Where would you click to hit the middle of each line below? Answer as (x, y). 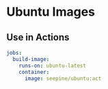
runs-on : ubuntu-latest (53, 66)
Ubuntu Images (51, 12)
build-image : (31, 59)
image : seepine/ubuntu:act (63, 78)
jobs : (14, 53)
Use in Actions (38, 37)
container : (34, 72)
